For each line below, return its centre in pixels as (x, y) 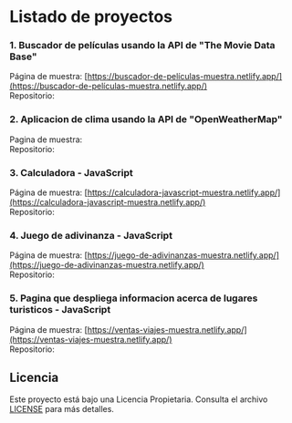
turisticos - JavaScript (60, 310)
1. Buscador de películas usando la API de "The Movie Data (142, 46)
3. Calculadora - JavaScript (72, 172)
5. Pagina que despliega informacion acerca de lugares (134, 298)
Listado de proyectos (91, 17)
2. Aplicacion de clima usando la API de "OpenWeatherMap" (146, 119)
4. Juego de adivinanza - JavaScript (91, 236)
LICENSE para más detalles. (62, 409)
